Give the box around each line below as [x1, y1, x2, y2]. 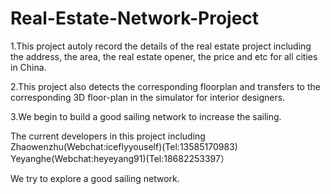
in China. [10, 61, 47, 73]
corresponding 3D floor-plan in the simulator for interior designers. [10, 91, 286, 103]
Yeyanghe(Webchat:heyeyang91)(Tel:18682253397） [10, 152, 230, 164]
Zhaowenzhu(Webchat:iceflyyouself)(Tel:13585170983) [10, 140, 238, 152]
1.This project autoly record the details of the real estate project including [10, 40, 312, 52]
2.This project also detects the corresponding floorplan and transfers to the [10, 80, 321, 92]
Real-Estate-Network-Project [10, 7, 260, 30]
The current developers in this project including [10, 130, 206, 142]
